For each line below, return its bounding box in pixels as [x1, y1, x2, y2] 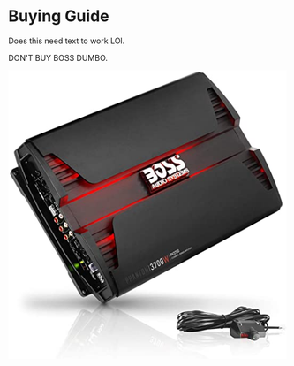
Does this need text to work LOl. [8, 35, 125, 46]
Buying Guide [8, 6, 109, 27]
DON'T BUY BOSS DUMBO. [8, 52, 108, 63]
